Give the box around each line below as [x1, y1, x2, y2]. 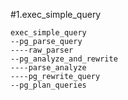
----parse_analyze [10, 63, 87, 73]
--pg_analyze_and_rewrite [10, 54, 118, 64]
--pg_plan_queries [10, 80, 87, 90]
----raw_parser [10, 45, 74, 55]
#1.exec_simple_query [10, 9, 102, 20]
